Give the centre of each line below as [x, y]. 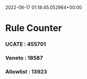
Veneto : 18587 [24, 58]
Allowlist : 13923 [26, 71]
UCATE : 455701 [26, 44]
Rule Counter [34, 28]
